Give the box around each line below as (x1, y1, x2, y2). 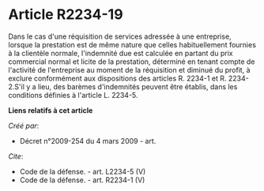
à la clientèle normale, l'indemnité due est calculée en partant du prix (8, 48, 233, 58)
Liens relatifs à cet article (8, 105, 93, 115)
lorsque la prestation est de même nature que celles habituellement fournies (8, 39, 257, 49)
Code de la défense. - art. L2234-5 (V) (19, 167, 146, 176)
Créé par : (8, 121, 40, 130)
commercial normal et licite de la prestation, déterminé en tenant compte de (8, 57, 255, 66)
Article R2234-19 (8, 6, 124, 24)
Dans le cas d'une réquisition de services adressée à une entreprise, (8, 32, 232, 41)
